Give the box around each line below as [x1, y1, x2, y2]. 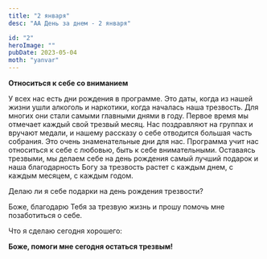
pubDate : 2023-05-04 [8, 49, 78, 57]
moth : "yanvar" [8, 56, 60, 64]
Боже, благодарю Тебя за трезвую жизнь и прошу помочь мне [8, 202, 225, 212]
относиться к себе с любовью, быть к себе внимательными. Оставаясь [8, 146, 256, 154]
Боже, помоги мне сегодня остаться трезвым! [8, 242, 174, 251]
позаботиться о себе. [8, 211, 83, 220]
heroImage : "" [8, 41, 56, 49]
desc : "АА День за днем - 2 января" [8, 19, 131, 27]
